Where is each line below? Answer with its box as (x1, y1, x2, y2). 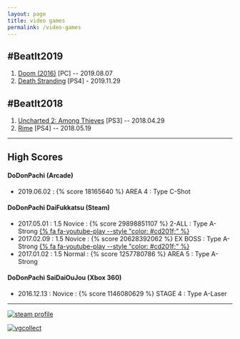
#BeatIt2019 (7, 50, 64, 62)
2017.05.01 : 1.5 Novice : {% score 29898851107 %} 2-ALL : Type (17, 219, 209, 228)
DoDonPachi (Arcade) (7, 171, 74, 179)
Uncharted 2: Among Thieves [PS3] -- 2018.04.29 (17, 116, 165, 125)
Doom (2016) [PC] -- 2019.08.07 (17, 69, 113, 78)
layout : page (7, 10, 46, 18)
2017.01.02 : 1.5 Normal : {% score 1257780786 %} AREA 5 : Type (17, 249, 210, 258)
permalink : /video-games (7, 24, 81, 31)
